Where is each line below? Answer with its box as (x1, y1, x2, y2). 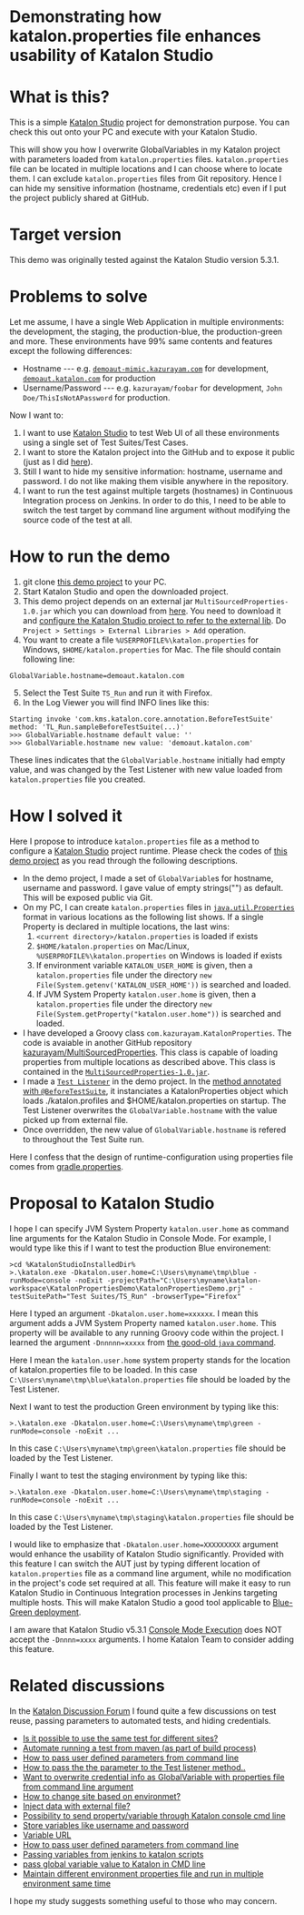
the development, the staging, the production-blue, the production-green (9, 326, 283, 337)
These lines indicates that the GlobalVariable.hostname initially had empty (9, 754, 286, 765)
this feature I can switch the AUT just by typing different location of (9, 1558, 260, 1569)
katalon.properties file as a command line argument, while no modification (9, 1567, 292, 1578)
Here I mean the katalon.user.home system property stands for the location (9, 1354, 290, 1365)
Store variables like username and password (22, 1819, 189, 1830)
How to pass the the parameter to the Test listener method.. (22, 1761, 247, 1772)
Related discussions (9, 1676, 165, 1696)
